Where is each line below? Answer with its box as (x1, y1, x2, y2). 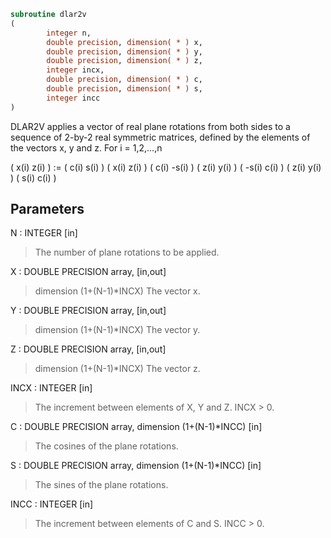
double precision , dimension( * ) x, (46, 37, 203, 47)
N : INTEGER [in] (10, 227, 78, 239)
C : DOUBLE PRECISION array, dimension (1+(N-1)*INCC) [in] (10, 421, 263, 433)
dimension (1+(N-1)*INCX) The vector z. (34, 363, 201, 375)
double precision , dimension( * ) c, (46, 75, 203, 85)
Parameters (10, 201, 85, 218)
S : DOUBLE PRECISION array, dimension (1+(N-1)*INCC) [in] (10, 460, 262, 472)
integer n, (46, 28, 92, 38)
